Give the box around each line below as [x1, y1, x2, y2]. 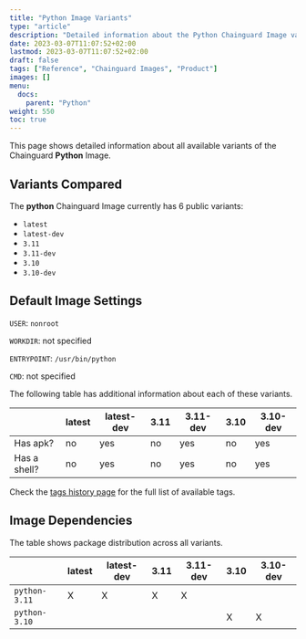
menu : [9, 81, 30, 90]
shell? [14, 463, 39, 476]
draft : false [9, 56, 59, 65]
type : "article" [9, 22, 71, 31]
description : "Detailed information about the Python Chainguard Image [9, 30, 287, 39]
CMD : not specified [9, 371, 76, 382]
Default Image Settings [9, 293, 143, 309]
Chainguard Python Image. [9, 150, 111, 161]
